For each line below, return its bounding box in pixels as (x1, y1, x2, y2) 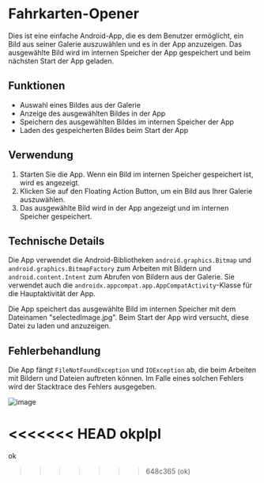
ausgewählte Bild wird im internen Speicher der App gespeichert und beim (8, 48, 251, 57)
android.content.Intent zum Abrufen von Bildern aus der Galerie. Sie (8, 272, 235, 282)
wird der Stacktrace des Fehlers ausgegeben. (8, 382, 157, 392)
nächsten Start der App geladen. (8, 56, 115, 66)
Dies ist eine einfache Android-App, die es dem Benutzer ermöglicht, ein (8, 31, 244, 40)
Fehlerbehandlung (8, 344, 101, 357)
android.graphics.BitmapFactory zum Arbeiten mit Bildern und (8, 264, 212, 273)
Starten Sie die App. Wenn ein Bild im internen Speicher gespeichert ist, (19, 169, 254, 179)
